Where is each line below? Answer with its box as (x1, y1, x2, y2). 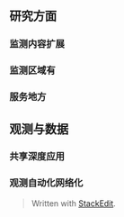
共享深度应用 (9, 150, 66, 163)
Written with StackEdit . (31, 197, 117, 209)
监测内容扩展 (9, 38, 66, 50)
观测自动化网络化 (9, 176, 84, 189)
